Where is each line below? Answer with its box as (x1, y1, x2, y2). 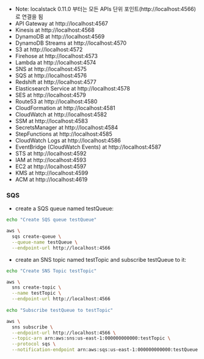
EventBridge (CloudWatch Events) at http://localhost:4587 (15, 143, 162, 150)
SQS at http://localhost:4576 (15, 72, 87, 79)
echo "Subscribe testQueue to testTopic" (6, 307, 114, 313)
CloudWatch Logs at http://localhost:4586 (15, 137, 121, 144)
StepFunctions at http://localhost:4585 (15, 130, 112, 138)
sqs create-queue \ (12, 234, 62, 240)
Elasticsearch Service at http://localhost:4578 (15, 85, 130, 92)
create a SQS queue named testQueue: (15, 205, 114, 212)
